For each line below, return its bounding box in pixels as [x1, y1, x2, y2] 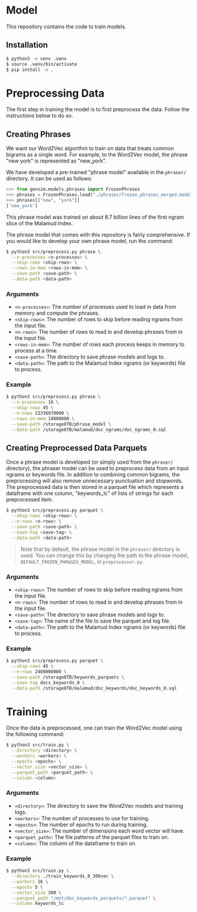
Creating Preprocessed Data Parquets [6, 442, 148, 453]
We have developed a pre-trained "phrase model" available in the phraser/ [6, 169, 186, 176]
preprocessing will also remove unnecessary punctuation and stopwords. [6, 477, 184, 484]
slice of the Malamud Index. [6, 219, 73, 227]
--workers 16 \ [11, 878, 49, 884]
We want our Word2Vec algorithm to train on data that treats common [6, 145, 174, 152]
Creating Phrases [6, 129, 72, 139]
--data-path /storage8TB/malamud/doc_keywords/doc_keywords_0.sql [11, 685, 177, 691]
